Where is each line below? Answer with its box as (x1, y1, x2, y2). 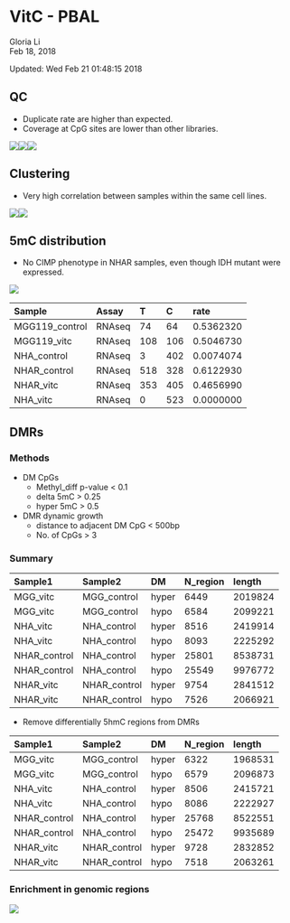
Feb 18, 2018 (9, 45, 57, 56)
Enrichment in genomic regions (9, 883, 150, 896)
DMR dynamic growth (22, 510, 104, 521)
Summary (9, 552, 54, 564)
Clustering (9, 166, 70, 182)
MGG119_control (14, 321, 88, 333)
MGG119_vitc (14, 335, 72, 348)
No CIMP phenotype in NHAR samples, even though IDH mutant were (22, 257, 282, 268)
